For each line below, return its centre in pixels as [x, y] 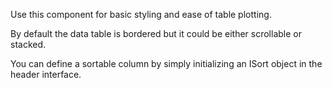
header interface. [46, 74]
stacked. [28, 44]
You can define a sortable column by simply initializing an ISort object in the [166, 63]
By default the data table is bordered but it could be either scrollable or [156, 33]
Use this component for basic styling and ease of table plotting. [141, 14]
